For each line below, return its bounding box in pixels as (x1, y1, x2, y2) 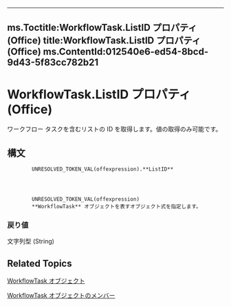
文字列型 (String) (7, 237, 55, 245)
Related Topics (7, 257, 72, 269)
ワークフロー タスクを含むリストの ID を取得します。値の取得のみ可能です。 (7, 125, 222, 133)
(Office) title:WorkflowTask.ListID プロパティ (7, 35, 201, 47)
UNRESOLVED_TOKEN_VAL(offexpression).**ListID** (32, 166, 174, 173)
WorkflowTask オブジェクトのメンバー (7, 292, 115, 300)
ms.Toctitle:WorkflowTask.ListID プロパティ (7, 22, 197, 34)
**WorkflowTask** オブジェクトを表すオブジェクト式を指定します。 (32, 204, 201, 210)
